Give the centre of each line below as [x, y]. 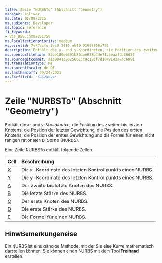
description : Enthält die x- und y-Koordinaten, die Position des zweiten [82, 50]
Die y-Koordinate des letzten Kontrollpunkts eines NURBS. [88, 177]
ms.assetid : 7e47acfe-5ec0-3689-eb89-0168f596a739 [57, 46]
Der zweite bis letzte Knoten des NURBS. [68, 186]
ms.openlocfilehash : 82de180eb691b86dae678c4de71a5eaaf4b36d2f [70, 54]
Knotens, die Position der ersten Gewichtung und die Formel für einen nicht [80, 135]
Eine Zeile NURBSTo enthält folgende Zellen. [49, 149]
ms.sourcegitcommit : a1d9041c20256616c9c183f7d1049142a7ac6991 [70, 59]
